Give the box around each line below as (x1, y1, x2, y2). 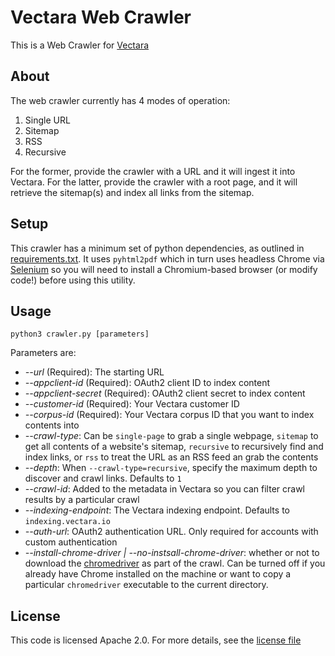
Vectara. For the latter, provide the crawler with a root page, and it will (10, 176, 298, 188)
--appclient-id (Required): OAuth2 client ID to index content (24, 377, 271, 389)
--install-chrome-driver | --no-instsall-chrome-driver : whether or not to (24, 547, 320, 559)
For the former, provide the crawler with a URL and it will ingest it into (10, 165, 296, 177)
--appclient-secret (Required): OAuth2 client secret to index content (24, 387, 306, 400)
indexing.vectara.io (24, 517, 111, 527)
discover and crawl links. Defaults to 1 (24, 472, 182, 485)
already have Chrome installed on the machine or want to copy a (24, 568, 292, 580)
